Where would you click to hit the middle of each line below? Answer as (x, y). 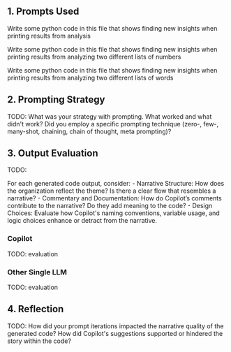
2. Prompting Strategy (56, 100)
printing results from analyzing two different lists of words (90, 78)
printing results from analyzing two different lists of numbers (94, 57)
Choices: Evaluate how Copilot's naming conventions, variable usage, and (113, 213)
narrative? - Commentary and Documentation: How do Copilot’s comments (114, 198)
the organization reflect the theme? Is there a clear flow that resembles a (112, 191)
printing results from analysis (49, 36)
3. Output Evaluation (53, 153)
